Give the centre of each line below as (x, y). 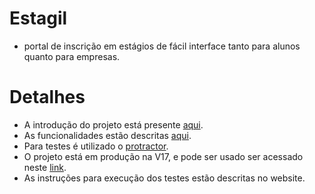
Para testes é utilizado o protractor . (96, 146)
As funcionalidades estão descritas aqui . (107, 135)
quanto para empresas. (72, 56)
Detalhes (47, 97)
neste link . (45, 167)
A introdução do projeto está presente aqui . (113, 124)
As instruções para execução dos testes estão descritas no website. (164, 178)
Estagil (38, 18)
